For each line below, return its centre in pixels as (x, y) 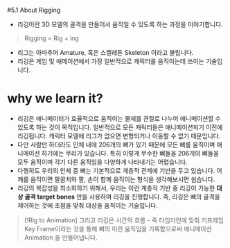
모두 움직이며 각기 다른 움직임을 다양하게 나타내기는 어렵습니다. (103, 162)
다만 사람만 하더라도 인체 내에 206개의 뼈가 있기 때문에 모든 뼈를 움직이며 (116, 144)
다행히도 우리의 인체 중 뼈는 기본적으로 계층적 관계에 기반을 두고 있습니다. (116, 170)
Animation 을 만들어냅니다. (61, 237)
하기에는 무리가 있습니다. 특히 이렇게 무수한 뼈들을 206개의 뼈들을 (130, 153)
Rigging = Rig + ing (52, 38)
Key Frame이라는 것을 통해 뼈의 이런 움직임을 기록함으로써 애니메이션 (118, 229)
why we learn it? (55, 98)
